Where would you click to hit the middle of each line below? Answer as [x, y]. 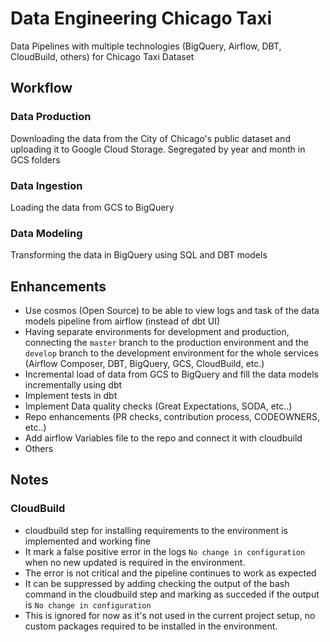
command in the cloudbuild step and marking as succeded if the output [172, 594]
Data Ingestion [46, 185]
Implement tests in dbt [71, 396]
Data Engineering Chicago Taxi [141, 18]
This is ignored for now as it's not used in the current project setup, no [170, 615]
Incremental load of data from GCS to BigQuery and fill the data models [171, 374]
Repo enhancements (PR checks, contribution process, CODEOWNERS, [172, 417]
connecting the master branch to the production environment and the [166, 343]
